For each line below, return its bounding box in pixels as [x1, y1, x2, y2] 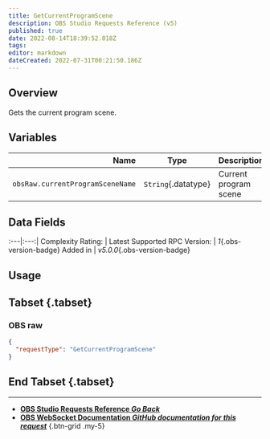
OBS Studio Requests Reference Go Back [19, 404, 161, 413]
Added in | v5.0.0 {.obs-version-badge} [61, 246, 191, 255]
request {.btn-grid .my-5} [19, 421, 106, 430]
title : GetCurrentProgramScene [8, 11, 113, 20]
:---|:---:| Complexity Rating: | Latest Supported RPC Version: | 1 [8, 237, 221, 246]
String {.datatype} [143, 178, 211, 189]
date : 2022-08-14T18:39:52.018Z [8, 34, 117, 43]
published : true [8, 26, 63, 35]
